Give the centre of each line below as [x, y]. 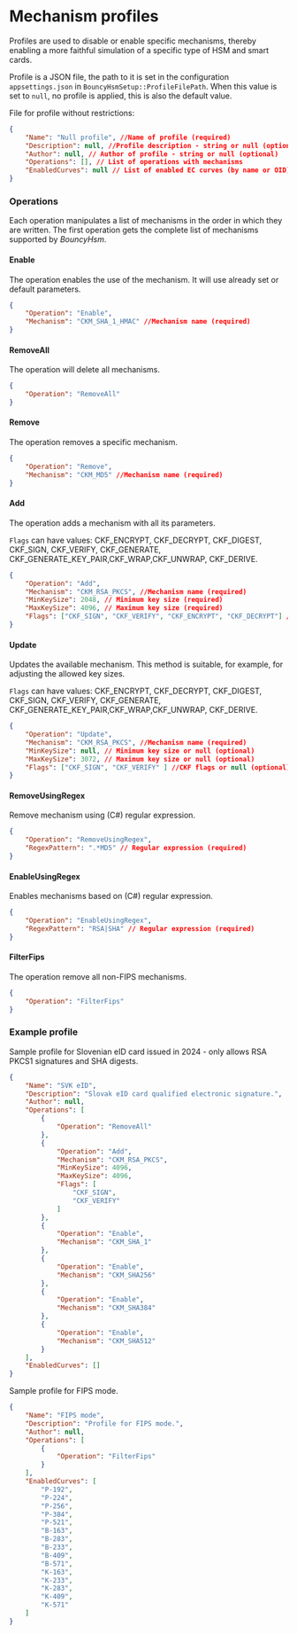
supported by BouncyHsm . [58, 239]
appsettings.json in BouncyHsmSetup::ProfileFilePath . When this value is [143, 86]
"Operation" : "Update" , [69, 734]
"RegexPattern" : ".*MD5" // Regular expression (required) [136, 848]
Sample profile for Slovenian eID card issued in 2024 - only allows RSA [138, 1052]
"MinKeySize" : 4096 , [94, 1168]
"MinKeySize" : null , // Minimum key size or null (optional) [140, 751]
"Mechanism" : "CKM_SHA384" [106, 1308]
